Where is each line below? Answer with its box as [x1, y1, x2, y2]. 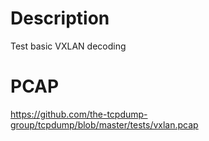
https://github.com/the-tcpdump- [10, 108, 148, 120]
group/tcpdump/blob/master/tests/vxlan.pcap [10, 118, 199, 131]
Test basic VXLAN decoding [10, 40, 127, 52]
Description [10, 7, 110, 30]
